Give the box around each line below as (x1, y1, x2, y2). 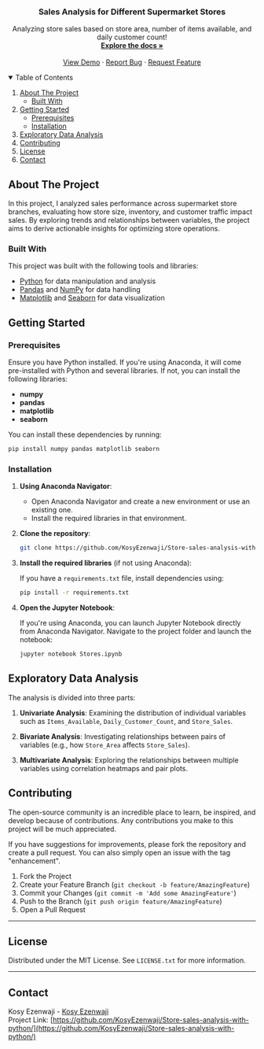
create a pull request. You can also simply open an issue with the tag (8, 848, 231, 857)
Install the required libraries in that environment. (31, 514, 187, 523)
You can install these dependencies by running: (8, 430, 163, 439)
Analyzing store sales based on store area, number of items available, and (12, 24, 252, 34)
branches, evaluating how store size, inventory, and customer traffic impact (8, 207, 253, 216)
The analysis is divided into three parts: (8, 693, 136, 702)
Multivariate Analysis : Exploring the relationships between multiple (19, 755, 239, 765)
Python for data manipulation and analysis (19, 276, 156, 286)
